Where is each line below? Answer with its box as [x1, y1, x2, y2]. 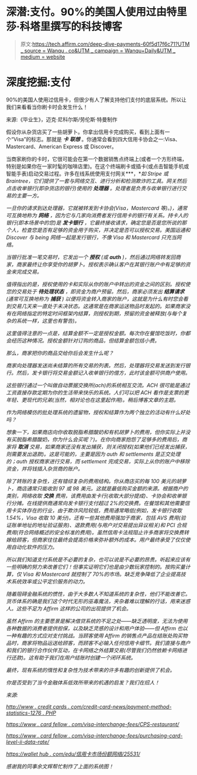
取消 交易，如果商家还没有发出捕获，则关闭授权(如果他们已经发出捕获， [17, 443, 190, 450]
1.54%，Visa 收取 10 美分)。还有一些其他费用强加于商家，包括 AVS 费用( [6, 514, 181, 521]
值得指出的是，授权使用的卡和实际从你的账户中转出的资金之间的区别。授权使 [6, 281, 191, 288]
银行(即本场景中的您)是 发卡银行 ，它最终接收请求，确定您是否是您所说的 [6, 219, 182, 226]
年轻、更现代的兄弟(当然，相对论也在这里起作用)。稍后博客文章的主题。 [6, 396, 179, 403]
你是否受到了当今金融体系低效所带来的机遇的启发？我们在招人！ [6, 679, 160, 686]
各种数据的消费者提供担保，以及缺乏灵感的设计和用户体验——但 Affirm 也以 [6, 624, 188, 631]
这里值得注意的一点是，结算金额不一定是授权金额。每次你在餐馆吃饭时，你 [6, 329, 185, 337]
